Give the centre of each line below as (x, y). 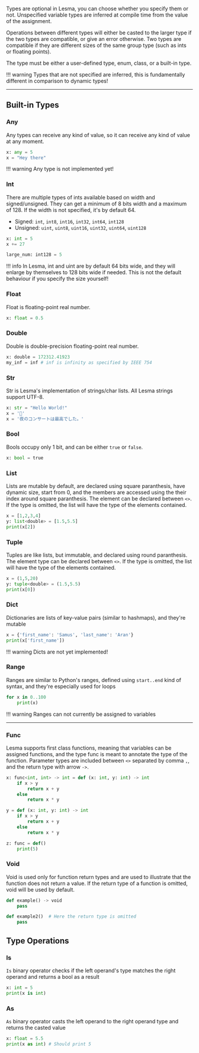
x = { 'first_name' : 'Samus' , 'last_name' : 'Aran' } (70, 635)
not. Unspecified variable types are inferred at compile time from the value (97, 15)
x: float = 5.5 (25, 1038)
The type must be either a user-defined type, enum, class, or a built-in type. (99, 63)
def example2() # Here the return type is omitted (71, 916)
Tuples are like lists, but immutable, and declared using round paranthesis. (97, 555)
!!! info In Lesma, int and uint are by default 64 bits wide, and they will (91, 266)
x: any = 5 (20, 152)
